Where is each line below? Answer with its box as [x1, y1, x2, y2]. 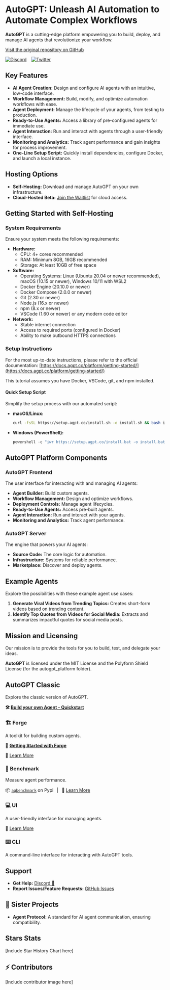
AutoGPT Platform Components [5, 453, 108, 462]
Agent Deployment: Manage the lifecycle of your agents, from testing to [12, 106, 164, 113]
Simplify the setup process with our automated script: [5, 400, 118, 406]
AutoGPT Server [5, 530, 47, 537]
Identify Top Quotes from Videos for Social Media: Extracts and [12, 611, 148, 617]
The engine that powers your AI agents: [5, 541, 88, 548]
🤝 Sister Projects [5, 900, 59, 909]
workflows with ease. [12, 101, 57, 107]
